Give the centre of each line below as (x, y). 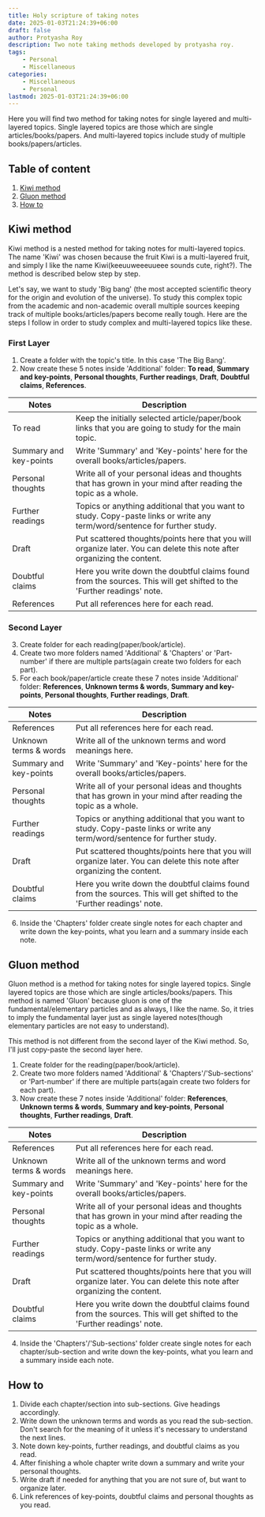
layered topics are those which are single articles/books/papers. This (120, 992)
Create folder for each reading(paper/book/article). (103, 645)
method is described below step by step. (74, 273)
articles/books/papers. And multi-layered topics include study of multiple (127, 136)
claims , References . (53, 386)
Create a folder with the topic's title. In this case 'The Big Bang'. (123, 360)
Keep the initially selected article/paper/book (159, 418)
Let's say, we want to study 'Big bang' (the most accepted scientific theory (130, 288)
